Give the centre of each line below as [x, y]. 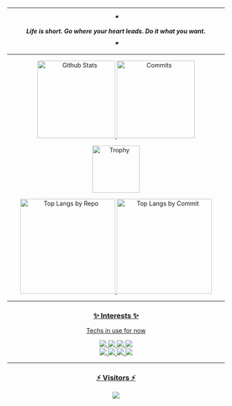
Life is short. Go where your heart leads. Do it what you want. [116, 31]
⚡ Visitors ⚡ [116, 378]
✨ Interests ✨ [116, 316]
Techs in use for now [116, 331]
